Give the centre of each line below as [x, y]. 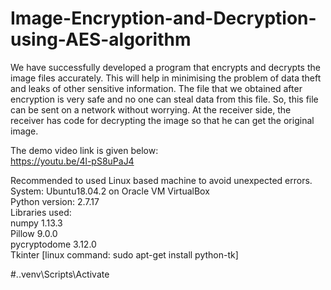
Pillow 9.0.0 [34, 233]
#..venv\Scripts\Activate [60, 274]
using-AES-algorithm [101, 39]
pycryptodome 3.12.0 [53, 244]
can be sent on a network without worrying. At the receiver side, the [151, 109]
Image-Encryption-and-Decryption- [163, 18]
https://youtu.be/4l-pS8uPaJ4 [72, 161]
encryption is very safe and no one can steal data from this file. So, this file [164, 99]
